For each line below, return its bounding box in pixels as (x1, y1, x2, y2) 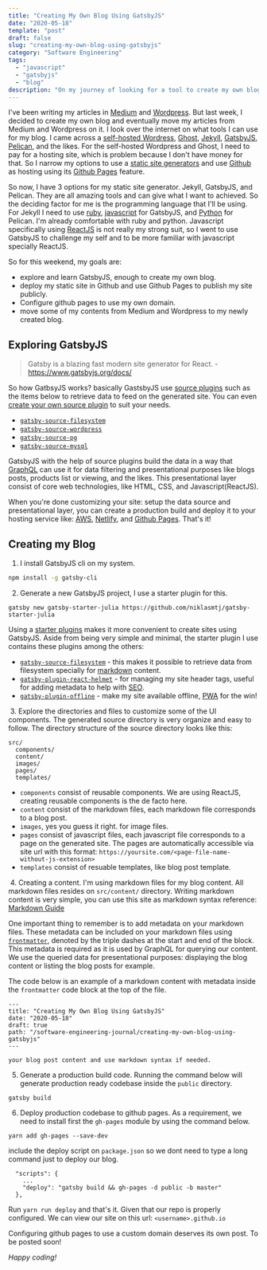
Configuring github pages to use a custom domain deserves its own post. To (8, 1229, 259, 1238)
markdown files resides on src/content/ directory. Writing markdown (8, 886, 234, 895)
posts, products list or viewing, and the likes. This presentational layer (8, 474, 237, 483)
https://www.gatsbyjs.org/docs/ (27, 368, 133, 377)
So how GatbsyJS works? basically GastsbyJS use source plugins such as (8, 383, 250, 393)
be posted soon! (8, 1237, 62, 1246)
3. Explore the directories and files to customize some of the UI (10, 706, 217, 716)
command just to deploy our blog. (8, 1154, 119, 1164)
